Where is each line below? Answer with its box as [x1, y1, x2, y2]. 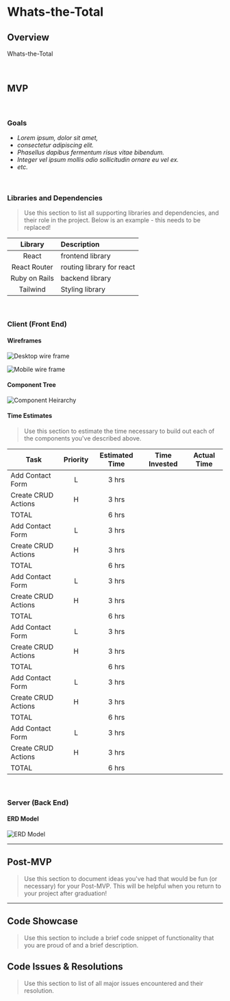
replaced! [23, 224, 51, 232]
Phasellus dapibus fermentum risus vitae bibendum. [16, 148, 164, 156]
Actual [193, 450, 216, 460]
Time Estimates [7, 412, 53, 420]
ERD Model [7, 814, 39, 823]
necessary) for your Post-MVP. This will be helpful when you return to [23, 882, 221, 890]
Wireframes [7, 336, 42, 344]
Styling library [60, 285, 106, 294]
